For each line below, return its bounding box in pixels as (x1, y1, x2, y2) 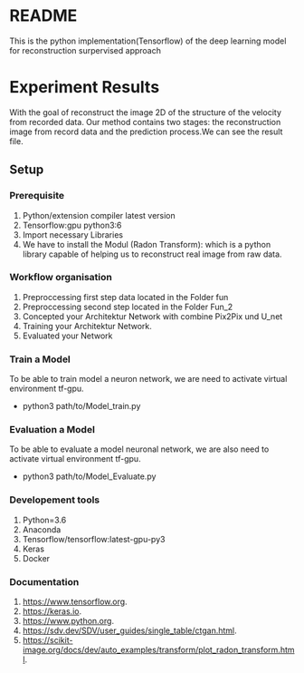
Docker (22, 552, 51, 563)
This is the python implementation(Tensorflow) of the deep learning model (9, 35, 287, 46)
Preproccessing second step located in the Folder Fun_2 (22, 301, 233, 312)
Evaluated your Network (22, 330, 113, 341)
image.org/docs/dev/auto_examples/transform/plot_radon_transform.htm (22, 645, 296, 656)
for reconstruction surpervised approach (9, 44, 161, 55)
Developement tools (9, 493, 100, 506)
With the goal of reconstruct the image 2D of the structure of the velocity (9, 106, 282, 118)
